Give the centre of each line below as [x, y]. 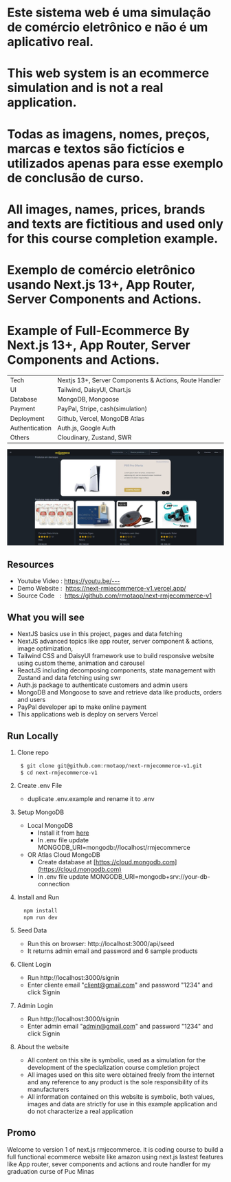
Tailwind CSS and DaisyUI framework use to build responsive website [115, 656]
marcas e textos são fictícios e [96, 149]
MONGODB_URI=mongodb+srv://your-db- [151, 877]
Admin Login [35, 1006]
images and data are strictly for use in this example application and [122, 1104]
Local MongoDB [50, 825]
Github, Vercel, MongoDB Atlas [101, 418]
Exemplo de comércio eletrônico [101, 270]
